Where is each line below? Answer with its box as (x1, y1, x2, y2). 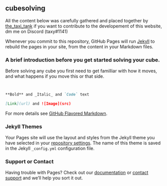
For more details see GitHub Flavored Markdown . (5, 110, 108, 116)
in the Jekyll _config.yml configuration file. (5, 145, 95, 151)
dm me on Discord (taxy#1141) (5, 28, 68, 35)
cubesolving (5, 4, 46, 13)
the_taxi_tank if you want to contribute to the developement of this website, (5, 23, 162, 29)
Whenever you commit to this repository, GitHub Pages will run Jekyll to (5, 38, 155, 44)
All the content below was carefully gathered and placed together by (5, 17, 148, 23)
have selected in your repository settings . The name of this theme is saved (5, 140, 161, 146)
